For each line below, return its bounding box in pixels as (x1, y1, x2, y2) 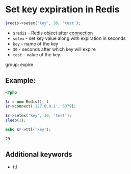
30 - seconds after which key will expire (12, 46, 96, 52)
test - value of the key (12, 51, 60, 57)
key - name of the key (12, 40, 59, 47)
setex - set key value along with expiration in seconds (12, 35, 126, 41)
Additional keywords (5, 150, 72, 159)
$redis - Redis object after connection (12, 30, 93, 36)
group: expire (5, 61, 34, 68)
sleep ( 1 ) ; (5, 118, 27, 123)
